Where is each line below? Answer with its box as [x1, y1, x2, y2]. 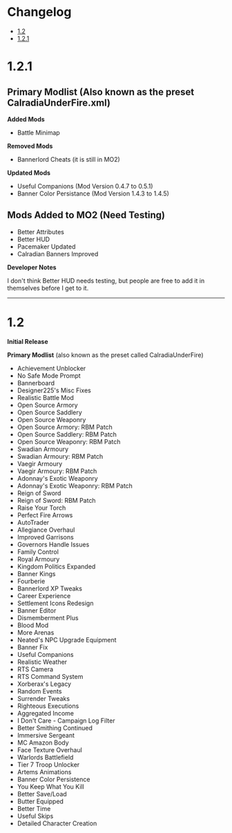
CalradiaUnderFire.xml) [7, 97, 110, 108]
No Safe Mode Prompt [17, 371, 81, 380]
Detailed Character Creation [17, 819, 97, 827]
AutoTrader [17, 518, 50, 526]
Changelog [7, 4, 72, 20]
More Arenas [17, 628, 55, 636]
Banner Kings [17, 569, 56, 577]
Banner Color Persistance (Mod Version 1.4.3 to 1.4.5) [17, 189, 169, 198]
